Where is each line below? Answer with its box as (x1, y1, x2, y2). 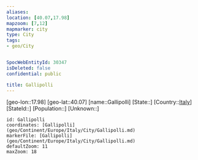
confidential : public (6, 71, 62, 77)
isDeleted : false (6, 65, 51, 71)
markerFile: (6, 133, 37, 139)
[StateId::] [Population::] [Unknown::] (6, 105, 99, 112)
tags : (6, 37, 20, 43)
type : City (6, 32, 34, 38)
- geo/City (6, 43, 34, 49)
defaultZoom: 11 (6, 144, 48, 150)
